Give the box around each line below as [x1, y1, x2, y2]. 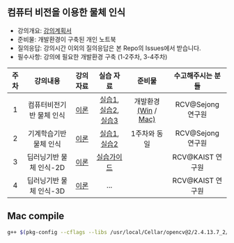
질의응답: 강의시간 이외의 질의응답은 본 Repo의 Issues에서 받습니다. [17, 44, 201, 52]
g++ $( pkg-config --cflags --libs [7, 228, 108, 235]
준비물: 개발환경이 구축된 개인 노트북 [17, 35, 116, 43]
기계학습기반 [27, 128, 67, 138]
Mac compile [7, 210, 65, 222]
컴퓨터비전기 [27, 100, 67, 109]
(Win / [136, 105, 157, 115]
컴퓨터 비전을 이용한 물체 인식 [7, 6, 126, 19]
